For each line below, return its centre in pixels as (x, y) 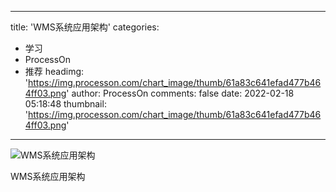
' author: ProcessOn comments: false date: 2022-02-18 (180, 93)
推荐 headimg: (54, 71)
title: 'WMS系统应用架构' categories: (85, 27)
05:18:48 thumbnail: (65, 104)
